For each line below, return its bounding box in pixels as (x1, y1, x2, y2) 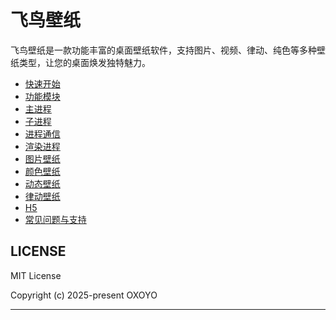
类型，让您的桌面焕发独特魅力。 (18, 56, 151, 68)
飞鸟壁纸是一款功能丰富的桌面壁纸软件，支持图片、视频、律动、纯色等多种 (10, 44, 317, 56)
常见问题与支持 (24, 213, 87, 225)
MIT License (10, 269, 62, 281)
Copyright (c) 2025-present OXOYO (10, 289, 158, 301)
